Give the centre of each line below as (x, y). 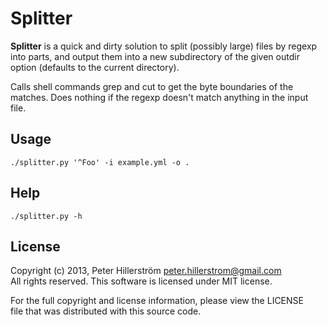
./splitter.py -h (46, 216)
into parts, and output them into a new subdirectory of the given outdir (155, 56)
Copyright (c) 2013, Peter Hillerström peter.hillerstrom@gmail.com (146, 271)
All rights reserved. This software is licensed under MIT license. (141, 281)
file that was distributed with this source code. (106, 311)
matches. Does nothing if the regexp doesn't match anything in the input (159, 97)
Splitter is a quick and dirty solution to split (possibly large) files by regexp (164, 46)
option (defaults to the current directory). (95, 67)
